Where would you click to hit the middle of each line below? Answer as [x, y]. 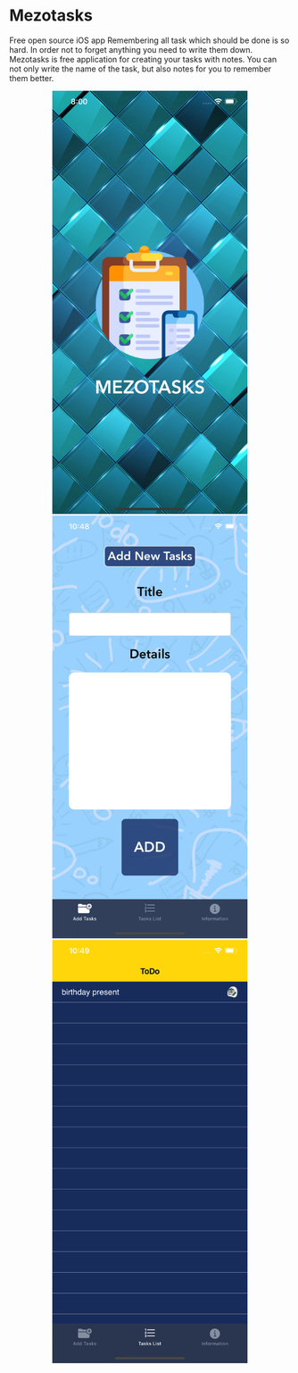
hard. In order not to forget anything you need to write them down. [131, 49]
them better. [32, 78]
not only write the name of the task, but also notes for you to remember [141, 69]
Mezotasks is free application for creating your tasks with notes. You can [143, 59]
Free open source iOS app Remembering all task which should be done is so [149, 40]
